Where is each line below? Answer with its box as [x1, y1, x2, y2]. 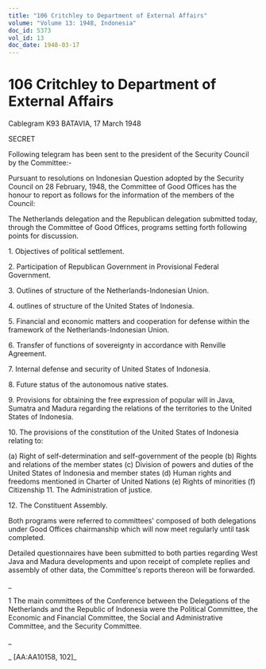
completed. [8, 533, 45, 543]
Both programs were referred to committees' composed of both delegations [8, 516, 256, 526]
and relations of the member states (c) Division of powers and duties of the [8, 460, 254, 469]
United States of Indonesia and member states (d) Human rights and [8, 469, 232, 478]
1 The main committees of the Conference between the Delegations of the [8, 596, 250, 605]
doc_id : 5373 [8, 26, 52, 34]
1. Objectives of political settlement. [8, 247, 125, 256]
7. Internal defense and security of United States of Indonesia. [8, 364, 210, 374]
